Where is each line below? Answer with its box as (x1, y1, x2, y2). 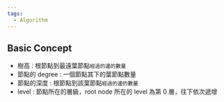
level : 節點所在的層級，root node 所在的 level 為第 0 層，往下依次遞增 (17, 87, 218, 96)
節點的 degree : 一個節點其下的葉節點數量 (17, 70, 137, 78)
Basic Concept (7, 42, 72, 54)
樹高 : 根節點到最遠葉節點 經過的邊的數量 (17, 62, 127, 70)
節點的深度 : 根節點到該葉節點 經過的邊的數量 (17, 79, 138, 87)
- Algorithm (13, 17, 49, 24)
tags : (7, 10, 23, 17)
